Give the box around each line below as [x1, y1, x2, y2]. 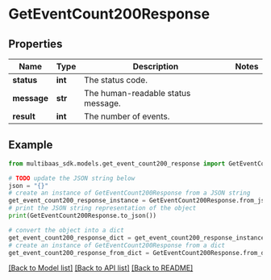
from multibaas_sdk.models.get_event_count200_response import [8, 159, 226, 168]
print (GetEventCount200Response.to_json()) [8, 211, 157, 220]
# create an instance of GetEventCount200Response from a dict [8, 241, 226, 249]
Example [8, 138, 53, 152]
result [12, 111, 36, 122]
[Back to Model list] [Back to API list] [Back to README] [8, 263, 194, 273]
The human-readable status [83, 88, 191, 98]
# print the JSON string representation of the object [8, 204, 197, 212]
